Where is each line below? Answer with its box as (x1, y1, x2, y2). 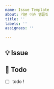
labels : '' (5, 21, 27, 26)
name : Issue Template (5, 7, 50, 12)
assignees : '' (5, 26, 34, 31)
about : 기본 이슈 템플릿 (5, 12, 49, 17)
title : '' (5, 16, 26, 21)
